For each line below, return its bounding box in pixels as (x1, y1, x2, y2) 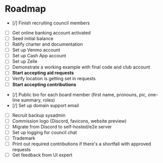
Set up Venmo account (12, 47, 61, 53)
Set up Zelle (12, 58, 38, 64)
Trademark (12, 135, 36, 141)
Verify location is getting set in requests (12, 76, 96, 82)
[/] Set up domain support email (12, 102, 79, 108)
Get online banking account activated (12, 29, 91, 36)
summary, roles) (20, 97, 56, 103)
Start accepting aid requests (12, 70, 74, 76)
